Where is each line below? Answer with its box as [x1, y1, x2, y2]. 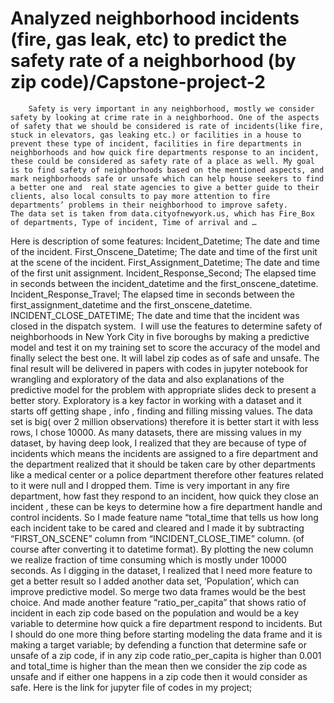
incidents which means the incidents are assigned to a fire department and [10, 447, 319, 459]
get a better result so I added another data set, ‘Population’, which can [10, 575, 300, 587]
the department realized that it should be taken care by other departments [10, 458, 316, 470]
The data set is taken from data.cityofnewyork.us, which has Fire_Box [10, 208, 315, 219]
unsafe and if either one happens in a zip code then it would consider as [10, 670, 308, 682]
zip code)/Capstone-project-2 [10, 71, 266, 94]
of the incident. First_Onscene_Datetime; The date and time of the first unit [10, 245, 318, 257]
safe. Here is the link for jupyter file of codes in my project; [10, 681, 253, 693]
